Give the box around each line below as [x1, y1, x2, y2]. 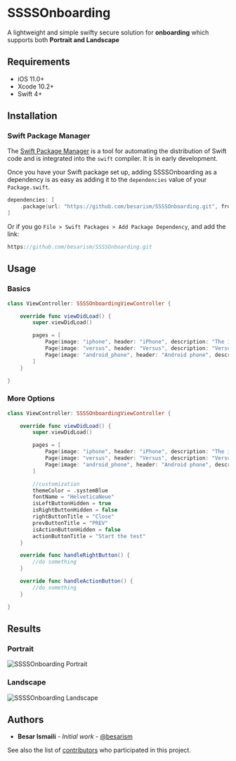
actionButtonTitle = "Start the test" [32, 533, 146, 540]
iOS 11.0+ [17, 74, 44, 83]
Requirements [7, 56, 70, 68]
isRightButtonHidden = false [32, 507, 118, 514]
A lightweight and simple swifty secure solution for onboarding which [7, 28, 209, 37]
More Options [7, 393, 55, 403]
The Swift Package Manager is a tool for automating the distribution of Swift [7, 147, 227, 155]
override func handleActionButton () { [20, 578, 133, 585]
